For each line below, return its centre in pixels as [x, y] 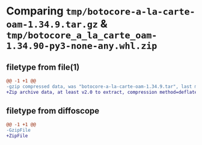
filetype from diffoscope [53, 111]
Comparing [35, 11]
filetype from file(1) [43, 67]
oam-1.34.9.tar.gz [52, 25]
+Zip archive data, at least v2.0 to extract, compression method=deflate [102, 92]
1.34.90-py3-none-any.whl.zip [82, 46]
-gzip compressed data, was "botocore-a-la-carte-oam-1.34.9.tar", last [99, 86]
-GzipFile [19, 131]
